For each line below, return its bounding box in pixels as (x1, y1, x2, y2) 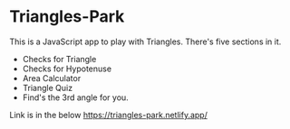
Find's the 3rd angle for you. (22, 92, 129, 103)
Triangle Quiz (22, 82, 73, 93)
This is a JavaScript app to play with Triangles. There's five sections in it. (9, 36, 282, 47)
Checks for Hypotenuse (22, 63, 111, 74)
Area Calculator (22, 72, 82, 83)
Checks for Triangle (22, 53, 97, 64)
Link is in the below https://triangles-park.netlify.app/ (9, 109, 208, 120)
